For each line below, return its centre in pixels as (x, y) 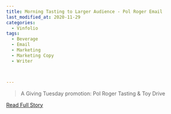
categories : (21, 22)
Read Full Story (25, 105)
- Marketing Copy (33, 56)
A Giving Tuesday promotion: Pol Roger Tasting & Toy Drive (93, 93)
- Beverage (25, 39)
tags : (13, 34)
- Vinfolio (25, 28)
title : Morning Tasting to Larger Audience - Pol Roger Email (84, 12)
